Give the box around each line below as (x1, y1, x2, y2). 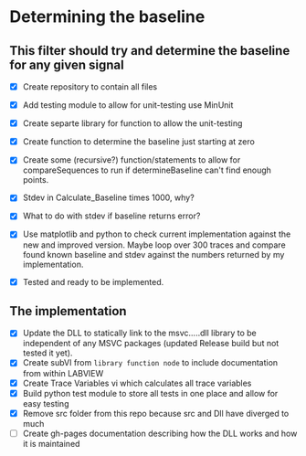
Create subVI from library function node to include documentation (22, 357, 279, 368)
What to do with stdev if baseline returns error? (22, 210, 201, 221)
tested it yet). (22, 347, 73, 358)
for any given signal (9, 57, 125, 72)
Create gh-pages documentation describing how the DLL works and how (22, 428, 298, 439)
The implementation (9, 303, 127, 319)
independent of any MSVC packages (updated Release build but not (22, 338, 280, 349)
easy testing (22, 398, 69, 408)
